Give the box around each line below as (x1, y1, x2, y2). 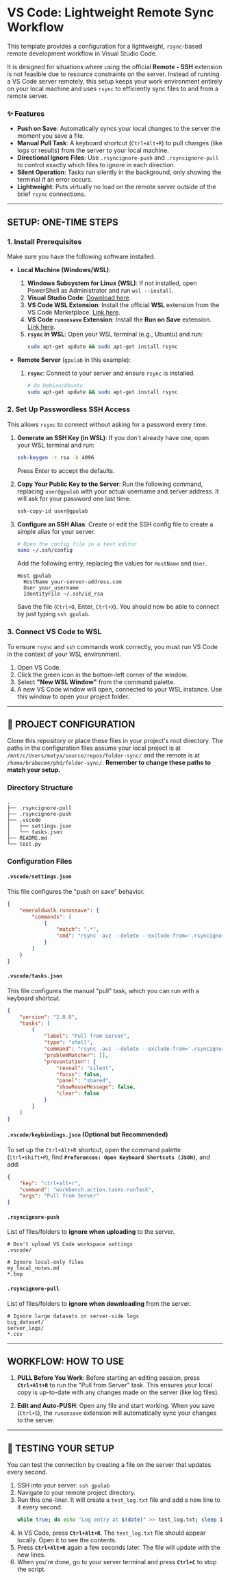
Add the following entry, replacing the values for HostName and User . (16, 559, 207, 568)
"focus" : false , (55, 1071, 103, 1078)
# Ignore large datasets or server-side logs (7, 1313, 139, 1320)
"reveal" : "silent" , (55, 1065, 115, 1071)
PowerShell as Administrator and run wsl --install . (27, 286, 174, 294)
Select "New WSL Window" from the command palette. (16, 677, 176, 686)
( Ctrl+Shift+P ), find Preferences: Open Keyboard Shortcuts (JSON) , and (7, 1153, 210, 1161)
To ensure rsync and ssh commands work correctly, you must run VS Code (7, 642, 218, 651)
